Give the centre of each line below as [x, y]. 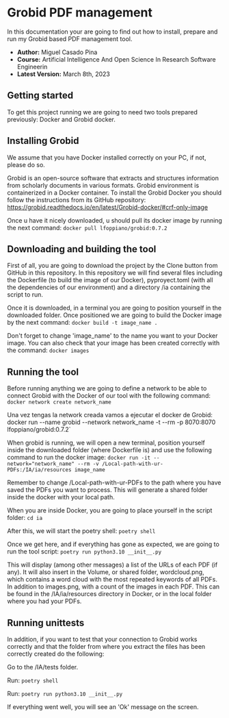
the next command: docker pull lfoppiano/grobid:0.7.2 [87, 227]
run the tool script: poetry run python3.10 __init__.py [84, 552]
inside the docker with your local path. [61, 497]
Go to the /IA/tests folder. [43, 667]
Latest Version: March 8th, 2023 [64, 74]
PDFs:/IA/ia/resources [39, 470]
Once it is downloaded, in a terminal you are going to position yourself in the [114, 308]
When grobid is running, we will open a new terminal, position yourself [106, 443]
